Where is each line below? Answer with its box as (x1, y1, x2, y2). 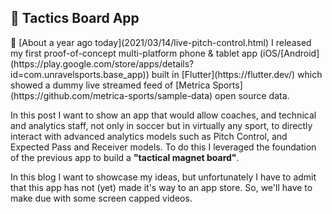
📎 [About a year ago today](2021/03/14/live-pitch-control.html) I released (10, 36, 312, 48)
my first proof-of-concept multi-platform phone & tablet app (10, 47, 258, 59)
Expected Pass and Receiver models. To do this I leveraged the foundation (10, 141, 317, 153)
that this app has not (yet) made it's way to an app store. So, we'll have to (10, 181, 313, 193)
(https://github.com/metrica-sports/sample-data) (10, 89, 213, 101)
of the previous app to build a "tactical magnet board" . (10, 151, 240, 163)
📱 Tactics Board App (10, 10, 140, 27)
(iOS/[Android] (259, 47, 320, 59)
